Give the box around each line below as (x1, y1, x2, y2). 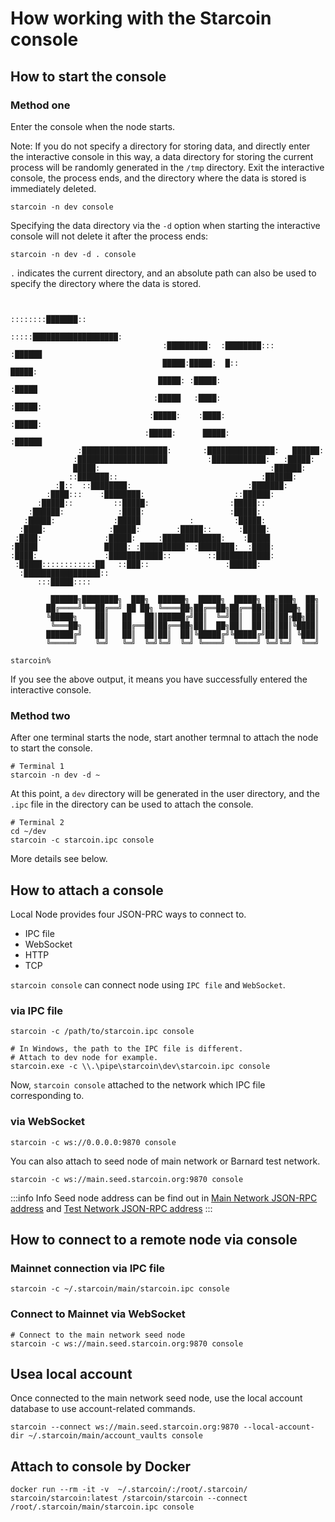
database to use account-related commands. (10, 1403, 196, 1415)
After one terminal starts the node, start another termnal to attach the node (10, 732, 319, 744)
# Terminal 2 (10, 818, 65, 828)
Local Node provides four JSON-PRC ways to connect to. (10, 908, 247, 920)
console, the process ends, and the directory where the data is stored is (10, 172, 307, 184)
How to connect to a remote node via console (10, 1231, 298, 1248)
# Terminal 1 (10, 762, 65, 772)
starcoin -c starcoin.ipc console (10, 835, 155, 846)
